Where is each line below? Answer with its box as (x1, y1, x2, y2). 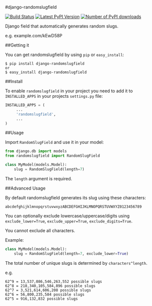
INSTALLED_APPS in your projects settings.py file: (5, 93, 103, 99)
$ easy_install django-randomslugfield (5, 70, 87, 75)
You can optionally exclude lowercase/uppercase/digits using (5, 213, 130, 219)
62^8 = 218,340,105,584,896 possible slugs (5, 283, 96, 288)
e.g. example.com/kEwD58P (5, 33, 62, 38)
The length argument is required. (5, 175, 72, 181)
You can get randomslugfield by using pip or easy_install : (5, 52, 124, 57)
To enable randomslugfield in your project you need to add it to (5, 88, 133, 94)
